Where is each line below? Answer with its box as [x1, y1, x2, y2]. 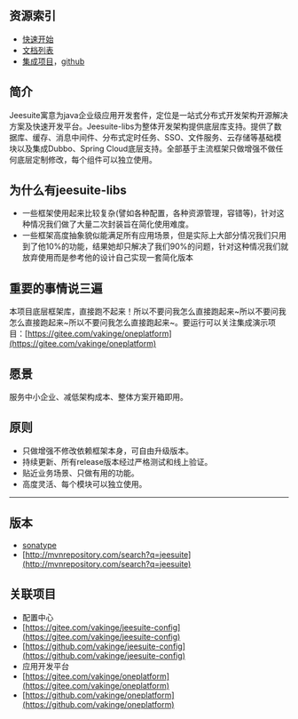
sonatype [21, 539, 58, 550]
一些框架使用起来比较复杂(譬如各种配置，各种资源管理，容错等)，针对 [21, 208, 278, 219]
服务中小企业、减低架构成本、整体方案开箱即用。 [9, 392, 188, 403]
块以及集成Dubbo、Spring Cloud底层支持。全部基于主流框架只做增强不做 [9, 143, 276, 154]
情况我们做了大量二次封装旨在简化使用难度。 [29, 219, 193, 229]
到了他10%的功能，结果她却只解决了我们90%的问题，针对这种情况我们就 [21, 241, 289, 252]
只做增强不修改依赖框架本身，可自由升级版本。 [21, 445, 193, 456]
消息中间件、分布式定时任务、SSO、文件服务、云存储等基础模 [55, 132, 282, 142]
